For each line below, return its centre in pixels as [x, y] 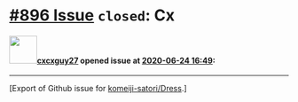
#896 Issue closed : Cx [92, 16]
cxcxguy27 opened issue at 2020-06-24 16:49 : [126, 60]
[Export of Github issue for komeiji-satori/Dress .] [98, 89]
